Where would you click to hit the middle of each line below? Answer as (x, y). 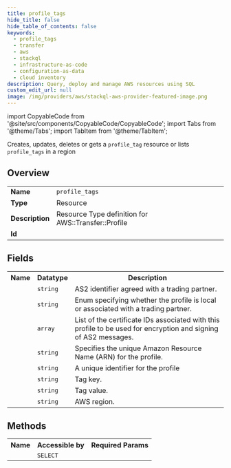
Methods (27, 426)
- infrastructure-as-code (51, 65)
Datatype (53, 277)
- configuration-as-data (49, 71)
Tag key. (88, 379)
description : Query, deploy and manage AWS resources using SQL (101, 84)
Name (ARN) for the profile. (119, 357)
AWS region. (95, 401)
